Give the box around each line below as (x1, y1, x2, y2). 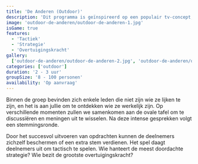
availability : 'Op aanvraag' (6, 80, 78, 86)
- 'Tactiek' (11, 36, 41, 42)
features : (6, 31, 31, 37)
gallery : (6, 53, 28, 58)
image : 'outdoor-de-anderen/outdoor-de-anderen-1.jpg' (6, 19, 144, 25)
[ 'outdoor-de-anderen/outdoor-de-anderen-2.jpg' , (11, 58, 136, 64)
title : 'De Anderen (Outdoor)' (6, 8, 83, 15)
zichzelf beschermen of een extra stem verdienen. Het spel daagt (6, 139, 166, 146)
